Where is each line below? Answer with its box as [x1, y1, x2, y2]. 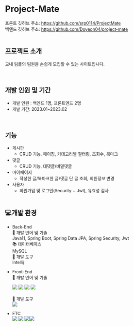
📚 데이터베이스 [12, 241, 42, 247]
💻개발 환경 [5, 208, 37, 217]
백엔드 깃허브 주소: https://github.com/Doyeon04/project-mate [5, 26, 128, 32]
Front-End [12, 269, 33, 275]
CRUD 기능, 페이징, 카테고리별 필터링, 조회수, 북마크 [19, 151, 118, 157]
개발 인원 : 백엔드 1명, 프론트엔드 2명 [12, 100, 82, 106]
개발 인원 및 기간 [5, 86, 51, 95]
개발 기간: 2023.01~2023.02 [12, 106, 67, 112]
